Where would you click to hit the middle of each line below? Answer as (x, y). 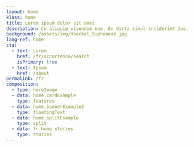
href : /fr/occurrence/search (53, 56)
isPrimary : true (37, 62)
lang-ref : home (25, 40)
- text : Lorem (29, 51)
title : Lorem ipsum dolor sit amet (51, 23)
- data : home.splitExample (45, 118)
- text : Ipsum (29, 67)
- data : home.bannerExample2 (48, 106)
